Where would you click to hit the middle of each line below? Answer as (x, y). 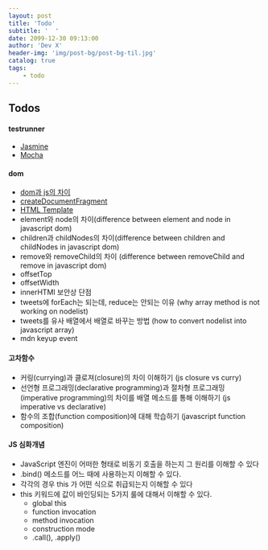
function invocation (64, 511)
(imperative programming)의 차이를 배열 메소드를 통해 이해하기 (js (125, 397)
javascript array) (47, 330)
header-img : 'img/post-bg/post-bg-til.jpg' (82, 53)
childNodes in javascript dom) (70, 247)
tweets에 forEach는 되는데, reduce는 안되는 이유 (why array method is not (140, 302)
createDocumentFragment (64, 201)
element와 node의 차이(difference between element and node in (125, 220)
